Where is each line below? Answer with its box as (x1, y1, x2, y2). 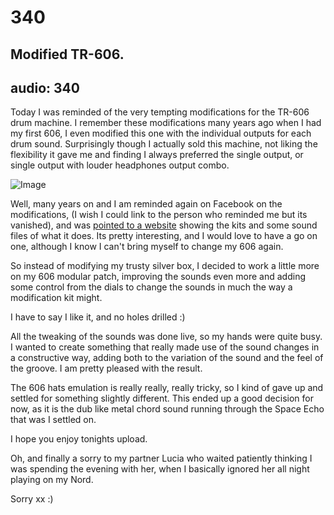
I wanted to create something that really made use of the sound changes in (10, 341, 320, 353)
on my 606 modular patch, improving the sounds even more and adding (10, 271, 307, 283)
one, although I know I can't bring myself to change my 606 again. (10, 241, 284, 253)
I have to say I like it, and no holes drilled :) (10, 311, 186, 323)
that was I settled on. (10, 414, 97, 426)
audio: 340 (10, 79, 80, 96)
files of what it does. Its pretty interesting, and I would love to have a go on (10, 230, 318, 242)
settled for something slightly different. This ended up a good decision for (10, 392, 314, 405)
